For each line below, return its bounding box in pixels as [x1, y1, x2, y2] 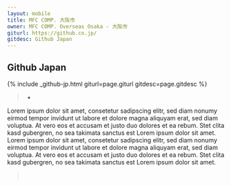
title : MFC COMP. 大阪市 [7, 17, 76, 24]
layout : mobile [7, 10, 51, 17]
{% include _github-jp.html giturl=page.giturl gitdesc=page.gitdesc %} [7, 80, 208, 88]
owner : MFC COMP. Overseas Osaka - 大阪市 [7, 23, 128, 30]
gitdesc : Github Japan [7, 36, 72, 43]
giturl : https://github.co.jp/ [7, 29, 97, 37]
